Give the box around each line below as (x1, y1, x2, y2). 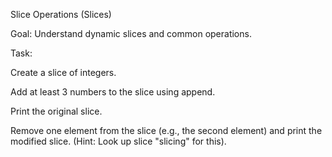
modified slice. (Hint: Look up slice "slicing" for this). (10, 135, 227, 147)
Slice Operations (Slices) (10, 9, 112, 20)
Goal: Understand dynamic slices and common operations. (10, 28, 252, 39)
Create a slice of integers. (10, 67, 117, 78)
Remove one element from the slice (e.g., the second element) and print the (10, 125, 323, 136)
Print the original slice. (10, 105, 103, 117)
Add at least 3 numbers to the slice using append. (10, 86, 216, 98)
